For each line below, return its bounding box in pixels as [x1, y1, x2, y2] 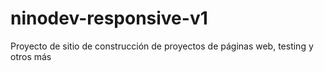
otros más [10, 50, 52, 62]
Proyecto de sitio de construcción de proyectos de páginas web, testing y [10, 40, 314, 52]
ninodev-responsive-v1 [10, 7, 208, 30]
